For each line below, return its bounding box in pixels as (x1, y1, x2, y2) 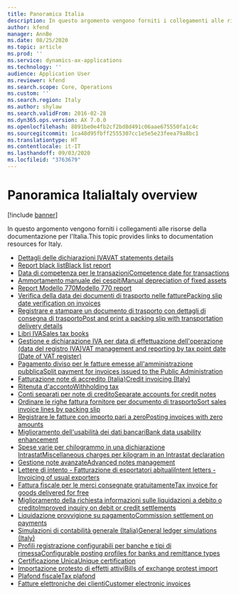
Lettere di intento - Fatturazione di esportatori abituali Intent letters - (17, 465, 216, 474)
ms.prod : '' (7, 51, 43, 58)
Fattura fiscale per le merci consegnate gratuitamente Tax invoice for (17, 481, 218, 489)
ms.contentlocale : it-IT (7, 143, 81, 150)
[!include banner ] (7, 210, 58, 219)
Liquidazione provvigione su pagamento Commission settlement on (17, 511, 213, 519)
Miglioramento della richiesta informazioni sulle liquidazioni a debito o (17, 496, 223, 504)
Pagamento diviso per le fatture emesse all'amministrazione (17, 359, 193, 368)
